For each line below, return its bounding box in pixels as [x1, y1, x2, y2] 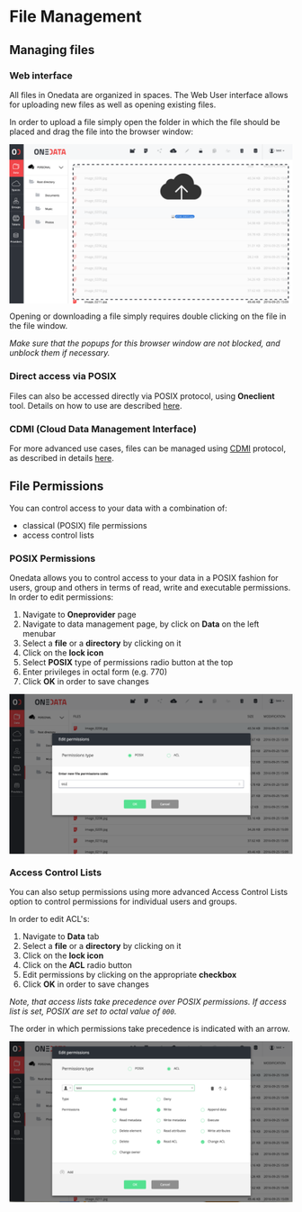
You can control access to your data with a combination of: [9, 502, 227, 513]
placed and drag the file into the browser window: [9, 126, 194, 137]
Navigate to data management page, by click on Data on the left [22, 619, 260, 629]
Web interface [9, 69, 74, 82]
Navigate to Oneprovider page [22, 610, 137, 620]
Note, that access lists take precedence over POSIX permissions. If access [9, 997, 288, 1008]
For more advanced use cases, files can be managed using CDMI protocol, [9, 443, 286, 454]
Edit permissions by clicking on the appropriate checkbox [22, 970, 237, 981]
